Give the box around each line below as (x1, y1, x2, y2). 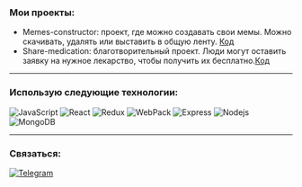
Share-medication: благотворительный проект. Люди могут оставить (22, 46, 287, 57)
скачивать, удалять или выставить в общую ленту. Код (22, 36, 235, 47)
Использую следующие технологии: (9, 86, 179, 99)
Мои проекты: (9, 6, 75, 19)
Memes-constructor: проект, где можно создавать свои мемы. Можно (22, 27, 292, 38)
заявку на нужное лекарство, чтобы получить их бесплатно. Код (22, 56, 271, 67)
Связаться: (9, 147, 61, 159)
